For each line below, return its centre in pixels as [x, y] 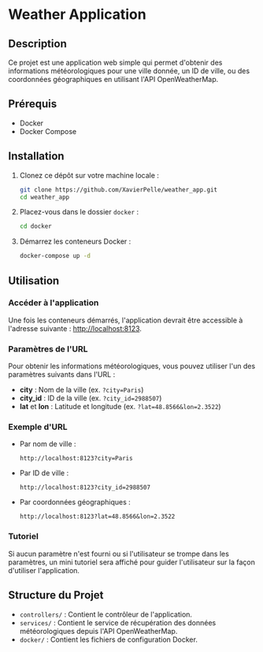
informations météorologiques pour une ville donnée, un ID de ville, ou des [129, 71]
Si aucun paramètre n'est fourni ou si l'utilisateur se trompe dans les [119, 553]
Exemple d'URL [38, 427]
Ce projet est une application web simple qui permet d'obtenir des [115, 62]
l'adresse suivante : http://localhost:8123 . [75, 328]
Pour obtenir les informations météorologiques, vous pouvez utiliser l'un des [132, 366]
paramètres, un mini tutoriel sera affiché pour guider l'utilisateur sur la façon [132, 562]
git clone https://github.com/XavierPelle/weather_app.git [119, 190]
